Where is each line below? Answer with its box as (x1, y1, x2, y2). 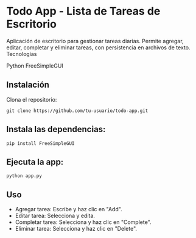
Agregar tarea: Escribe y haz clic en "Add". (15, 206, 123, 213)
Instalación (6, 80, 50, 90)
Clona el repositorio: (6, 96, 57, 103)
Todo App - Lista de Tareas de (6, 4, 161, 18)
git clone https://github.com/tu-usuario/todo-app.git (6, 108, 149, 114)
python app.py (6, 173, 43, 179)
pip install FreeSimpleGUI (6, 140, 75, 147)
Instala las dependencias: (6, 124, 106, 135)
